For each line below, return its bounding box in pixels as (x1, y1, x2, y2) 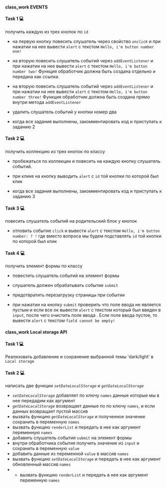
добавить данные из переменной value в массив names (12, 451, 129, 457)
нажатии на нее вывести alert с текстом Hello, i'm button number (12, 43, 154, 49)
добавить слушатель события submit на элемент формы (12, 435, 132, 441)
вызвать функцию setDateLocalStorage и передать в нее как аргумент (12, 456, 161, 462)
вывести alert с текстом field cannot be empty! (12, 317, 115, 324)
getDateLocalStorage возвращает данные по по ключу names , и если (12, 403, 155, 409)
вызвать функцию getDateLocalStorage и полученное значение (12, 414, 146, 420)
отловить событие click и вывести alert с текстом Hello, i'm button (12, 228, 160, 234)
